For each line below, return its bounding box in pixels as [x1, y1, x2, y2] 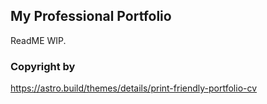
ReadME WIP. [10, 34, 67, 46]
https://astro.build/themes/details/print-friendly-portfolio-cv [10, 82, 258, 94]
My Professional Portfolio [10, 8, 172, 25]
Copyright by [10, 59, 76, 73]
